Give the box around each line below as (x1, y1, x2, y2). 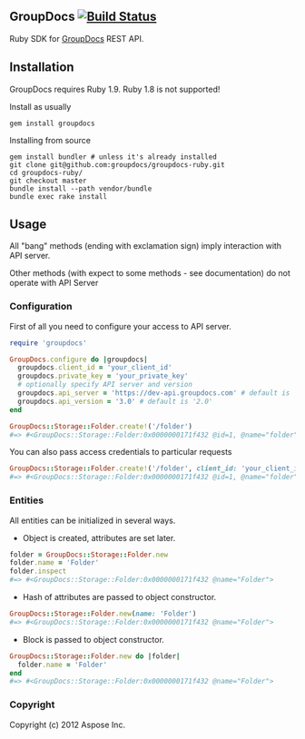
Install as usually (9, 101, 72, 112)
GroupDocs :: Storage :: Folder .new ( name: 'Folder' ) (9, 609, 197, 618)
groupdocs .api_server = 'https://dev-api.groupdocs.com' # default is (17, 389, 290, 398)
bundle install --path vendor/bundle (9, 183, 152, 193)
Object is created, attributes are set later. (22, 532, 176, 543)
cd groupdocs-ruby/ (9, 168, 84, 177)
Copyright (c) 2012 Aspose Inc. (9, 719, 125, 730)
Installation (9, 60, 74, 75)
